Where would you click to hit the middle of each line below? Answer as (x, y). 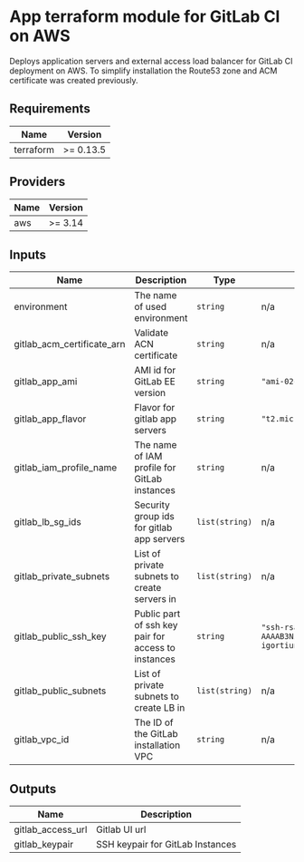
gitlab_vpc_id (42, 740)
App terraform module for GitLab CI (145, 17)
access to (155, 648)
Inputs (28, 254)
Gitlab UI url (121, 829)
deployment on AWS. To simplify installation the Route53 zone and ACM (143, 71)
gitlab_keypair (44, 845)
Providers (38, 182)
